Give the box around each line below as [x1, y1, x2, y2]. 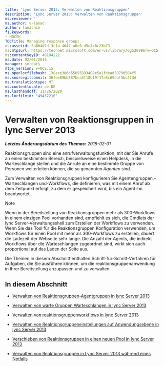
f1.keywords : [5, 30, 32, 35]
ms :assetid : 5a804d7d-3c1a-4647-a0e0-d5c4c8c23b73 [5, 43, 110, 48]
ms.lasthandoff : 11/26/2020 [5, 89, 62, 94]
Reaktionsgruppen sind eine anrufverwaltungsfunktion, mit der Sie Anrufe [5, 150, 153, 156]
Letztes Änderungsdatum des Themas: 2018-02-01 [5, 141, 111, 147]
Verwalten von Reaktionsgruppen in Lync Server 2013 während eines [12, 351, 151, 356]
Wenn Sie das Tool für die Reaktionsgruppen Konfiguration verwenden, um [5, 225, 156, 231]
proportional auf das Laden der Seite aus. [5, 246, 89, 252]
